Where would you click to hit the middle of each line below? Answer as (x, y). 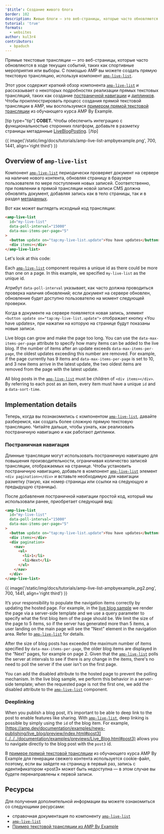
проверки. (16, 304)
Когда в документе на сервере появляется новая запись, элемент (74, 313)
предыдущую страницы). (31, 487)
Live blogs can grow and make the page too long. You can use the (72, 338)
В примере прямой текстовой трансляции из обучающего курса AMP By (81, 753)
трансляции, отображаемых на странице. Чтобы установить (68, 466)
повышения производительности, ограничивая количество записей (76, 460)
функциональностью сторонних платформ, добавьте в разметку (72, 126)
